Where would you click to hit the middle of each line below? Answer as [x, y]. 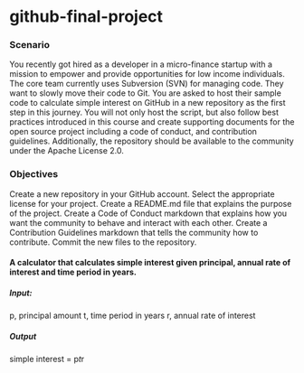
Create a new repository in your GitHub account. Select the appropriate [142, 194]
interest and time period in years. [73, 272]
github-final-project [86, 17]
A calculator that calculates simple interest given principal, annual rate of [150, 263]
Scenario [29, 45]
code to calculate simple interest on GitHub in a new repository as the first [148, 103]
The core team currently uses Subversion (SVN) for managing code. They [147, 84]
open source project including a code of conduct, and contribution [133, 132]
